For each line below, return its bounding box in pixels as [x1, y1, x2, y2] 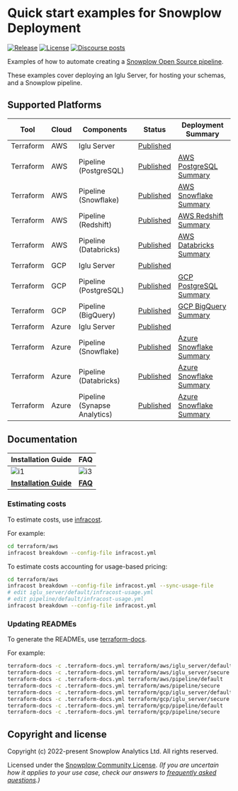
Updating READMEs [7, 619, 76, 629]
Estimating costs [7, 499, 67, 509]
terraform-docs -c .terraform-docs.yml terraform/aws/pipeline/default [7, 675, 223, 683]
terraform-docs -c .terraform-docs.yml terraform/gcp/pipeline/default [7, 702, 223, 709]
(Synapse [79, 400, 111, 410]
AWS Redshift [178, 211, 224, 220]
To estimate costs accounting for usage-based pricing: [7, 562, 168, 571]
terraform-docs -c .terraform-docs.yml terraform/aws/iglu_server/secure [7, 669, 230, 676]
